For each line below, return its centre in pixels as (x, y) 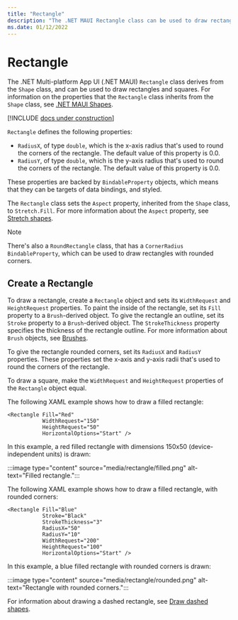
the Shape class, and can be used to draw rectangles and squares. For (109, 89)
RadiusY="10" (61, 535)
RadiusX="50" (61, 528)
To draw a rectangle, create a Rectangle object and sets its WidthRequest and (119, 300)
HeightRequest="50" (71, 427)
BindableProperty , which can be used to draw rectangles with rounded (110, 253)
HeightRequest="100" (72, 547)
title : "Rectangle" (36, 14)
